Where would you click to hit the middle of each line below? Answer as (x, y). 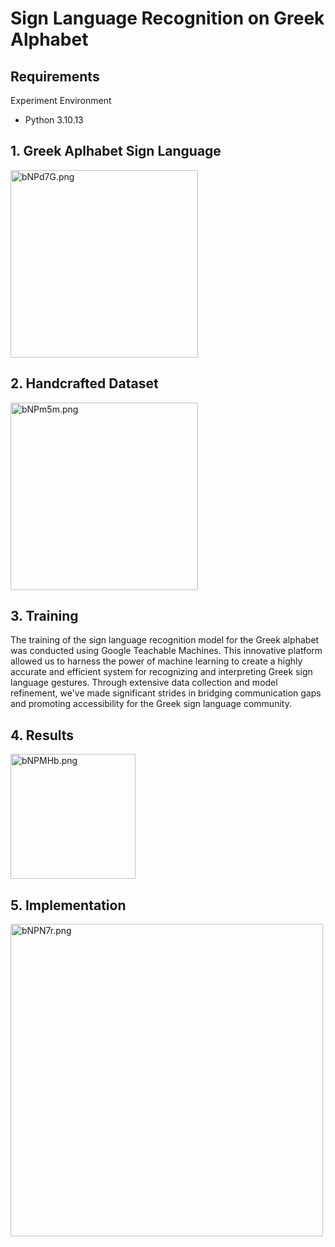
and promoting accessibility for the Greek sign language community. (151, 704)
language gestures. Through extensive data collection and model (144, 683)
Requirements (55, 76)
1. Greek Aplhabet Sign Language (116, 151)
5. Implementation (68, 905)
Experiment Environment (61, 100)
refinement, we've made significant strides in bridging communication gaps (166, 693)
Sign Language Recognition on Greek (167, 18)
